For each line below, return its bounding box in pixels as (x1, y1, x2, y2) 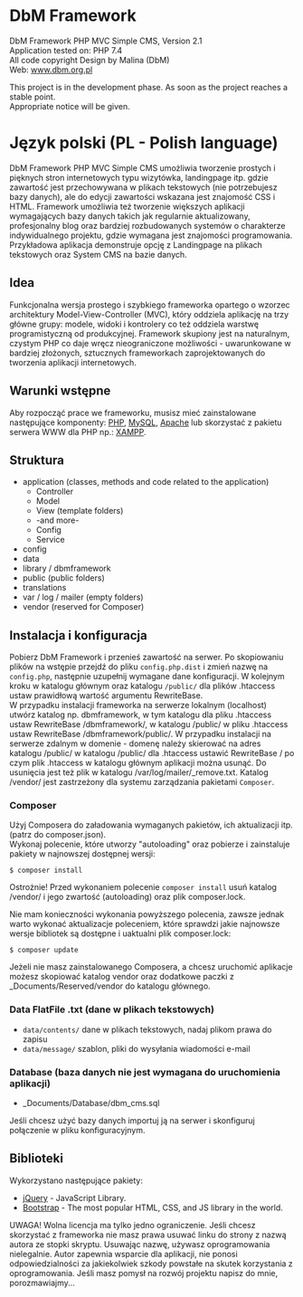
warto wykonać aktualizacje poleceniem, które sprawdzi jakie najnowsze (9, 919, 280, 930)
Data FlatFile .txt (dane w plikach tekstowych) (9, 1003, 215, 1016)
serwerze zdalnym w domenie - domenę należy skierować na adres (9, 738, 261, 749)
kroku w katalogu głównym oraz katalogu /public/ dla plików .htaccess (9, 680, 276, 692)
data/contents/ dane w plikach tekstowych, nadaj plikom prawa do (22, 1024, 272, 1035)
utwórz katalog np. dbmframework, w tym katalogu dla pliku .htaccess (9, 709, 272, 720)
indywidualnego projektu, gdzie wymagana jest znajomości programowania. (9, 230, 293, 241)
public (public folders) (22, 573, 106, 583)
